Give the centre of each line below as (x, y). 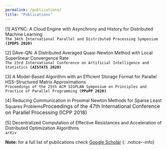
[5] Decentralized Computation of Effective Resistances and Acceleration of (83, 122)
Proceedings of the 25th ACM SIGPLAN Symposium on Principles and (76, 87)
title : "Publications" (29, 15)
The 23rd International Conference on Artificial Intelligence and (77, 63)
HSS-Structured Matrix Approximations (46, 82)
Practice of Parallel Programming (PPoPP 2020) (56, 91)
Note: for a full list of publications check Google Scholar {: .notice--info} (80, 142)
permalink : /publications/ (33, 10)
